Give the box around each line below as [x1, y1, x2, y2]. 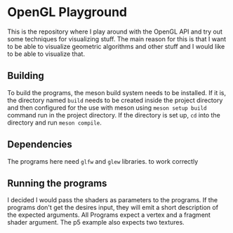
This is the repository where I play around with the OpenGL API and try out [7, 27, 222, 36]
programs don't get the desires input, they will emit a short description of [7, 204, 219, 212]
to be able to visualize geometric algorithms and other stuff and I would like [7, 42, 225, 50]
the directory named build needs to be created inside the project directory [7, 96, 223, 104]
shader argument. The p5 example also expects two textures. [7, 218, 185, 227]
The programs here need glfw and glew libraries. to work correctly [7, 157, 199, 165]
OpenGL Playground [7, 4, 128, 20]
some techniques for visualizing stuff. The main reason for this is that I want [7, 34, 227, 43]
